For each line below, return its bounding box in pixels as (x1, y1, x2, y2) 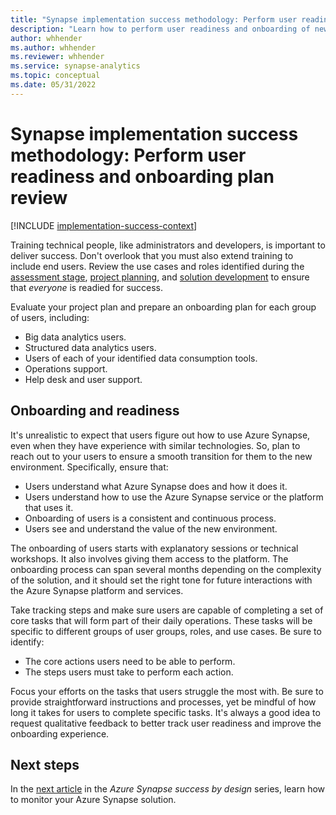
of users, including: (10, 311, 90, 323)
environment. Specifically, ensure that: (10, 461, 169, 473)
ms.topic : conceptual (10, 71, 101, 81)
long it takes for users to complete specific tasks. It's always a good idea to (10, 706, 321, 718)
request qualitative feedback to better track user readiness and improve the (10, 717, 322, 729)
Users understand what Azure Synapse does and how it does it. (24, 480, 288, 492)
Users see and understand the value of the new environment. (24, 522, 278, 535)
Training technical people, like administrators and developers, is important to (10, 239, 326, 251)
